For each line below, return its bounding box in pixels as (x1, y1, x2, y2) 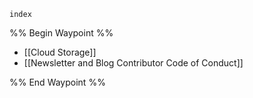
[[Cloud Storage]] (23, 46, 97, 58)
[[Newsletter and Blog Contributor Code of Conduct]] (23, 57, 244, 69)
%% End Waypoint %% (9, 76, 106, 88)
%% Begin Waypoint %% (9, 27, 114, 39)
